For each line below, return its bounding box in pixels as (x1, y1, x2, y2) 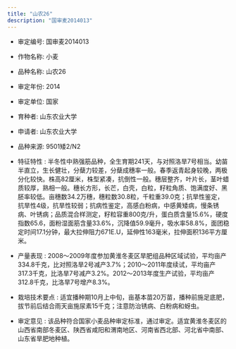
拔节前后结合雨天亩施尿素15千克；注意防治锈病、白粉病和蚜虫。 (17, 301, 203, 310)
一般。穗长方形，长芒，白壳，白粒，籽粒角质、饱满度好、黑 (54, 183, 228, 192)
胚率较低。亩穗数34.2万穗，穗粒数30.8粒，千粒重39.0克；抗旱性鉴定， (17, 192, 224, 201)
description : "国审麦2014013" (7, 17, 93, 24)
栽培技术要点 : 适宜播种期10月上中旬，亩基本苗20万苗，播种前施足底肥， (17, 293, 229, 301)
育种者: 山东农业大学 (17, 112, 77, 121)
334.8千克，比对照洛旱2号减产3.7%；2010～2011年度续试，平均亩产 (17, 260, 216, 269)
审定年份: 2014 (17, 82, 61, 90)
